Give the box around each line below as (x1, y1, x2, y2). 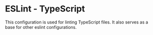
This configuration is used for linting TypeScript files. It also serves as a (5, 19, 148, 25)
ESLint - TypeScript (5, 3, 85, 14)
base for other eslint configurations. (5, 24, 77, 30)
